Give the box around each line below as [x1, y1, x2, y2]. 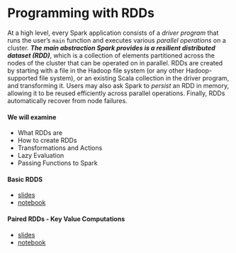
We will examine [7, 112, 57, 122]
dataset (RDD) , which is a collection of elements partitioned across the [7, 51, 215, 60]
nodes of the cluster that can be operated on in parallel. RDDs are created [7, 58, 223, 67]
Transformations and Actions [17, 144, 103, 152]
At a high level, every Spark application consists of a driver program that [7, 28, 219, 37]
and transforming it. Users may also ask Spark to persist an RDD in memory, [7, 81, 229, 90]
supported [7, 73, 38, 82]
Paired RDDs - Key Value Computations [7, 215, 125, 223]
